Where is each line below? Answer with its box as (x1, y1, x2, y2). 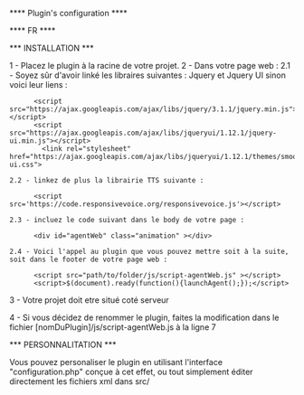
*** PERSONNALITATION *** (9, 339, 117, 350)
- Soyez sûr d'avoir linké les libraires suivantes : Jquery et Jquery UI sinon (9, 70, 287, 80)
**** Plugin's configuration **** (9, 8, 128, 18)
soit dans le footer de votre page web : (9, 255, 168, 264)
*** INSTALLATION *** (9, 42, 95, 53)
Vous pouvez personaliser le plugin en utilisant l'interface (9, 357, 223, 367)
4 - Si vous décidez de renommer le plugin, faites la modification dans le (9, 312, 280, 323)
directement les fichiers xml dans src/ (9, 376, 150, 387)
